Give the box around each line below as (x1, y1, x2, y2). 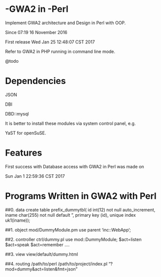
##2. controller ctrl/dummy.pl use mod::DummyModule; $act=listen (5, 236, 142, 242)
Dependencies (5, 76, 66, 87)
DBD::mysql (5, 111, 29, 117)
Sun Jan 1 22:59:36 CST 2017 (5, 173, 65, 179)
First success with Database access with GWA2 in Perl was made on (5, 163, 144, 169)
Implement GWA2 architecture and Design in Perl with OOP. (5, 20, 126, 26)
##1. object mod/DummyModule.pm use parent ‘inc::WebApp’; (5, 227, 131, 233)
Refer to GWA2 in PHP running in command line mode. (5, 48, 116, 54)
